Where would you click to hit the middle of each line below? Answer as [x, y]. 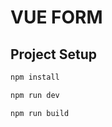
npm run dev [35, 95]
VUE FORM [56, 17]
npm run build [40, 113]
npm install [35, 77]
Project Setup [54, 54]
